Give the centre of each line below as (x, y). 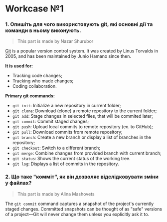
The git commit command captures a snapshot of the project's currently (80, 204)
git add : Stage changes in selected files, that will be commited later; (83, 116)
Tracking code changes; (37, 76)
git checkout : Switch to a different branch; (56, 148)
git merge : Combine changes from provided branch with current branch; (87, 153)
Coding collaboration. (34, 86)
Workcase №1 (34, 9)
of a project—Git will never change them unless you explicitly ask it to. (77, 214)
